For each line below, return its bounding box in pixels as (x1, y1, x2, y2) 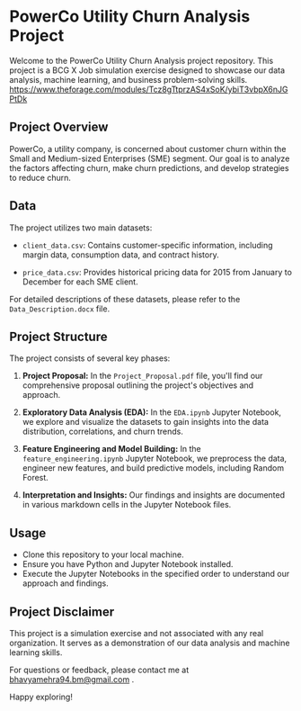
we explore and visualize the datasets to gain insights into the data (22, 417, 270, 427)
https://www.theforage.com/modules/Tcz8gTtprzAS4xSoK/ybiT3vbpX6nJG (9, 84, 288, 94)
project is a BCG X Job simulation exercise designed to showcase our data (9, 65, 286, 76)
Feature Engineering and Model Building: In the (22, 444, 202, 454)
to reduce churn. (9, 172, 72, 183)
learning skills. (9, 647, 63, 658)
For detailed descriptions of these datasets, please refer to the (9, 293, 241, 304)
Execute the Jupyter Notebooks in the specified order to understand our (22, 569, 290, 580)
